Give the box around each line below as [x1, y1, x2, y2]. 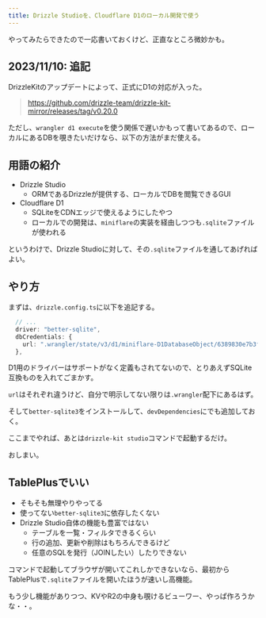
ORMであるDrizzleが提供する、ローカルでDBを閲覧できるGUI [31, 190, 231, 199]
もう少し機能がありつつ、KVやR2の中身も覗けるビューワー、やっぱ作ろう [8, 592, 248, 601]
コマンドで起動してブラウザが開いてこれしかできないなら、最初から [8, 565, 230, 574]
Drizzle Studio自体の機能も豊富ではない [19, 518, 149, 528]
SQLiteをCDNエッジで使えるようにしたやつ [31, 208, 173, 217]
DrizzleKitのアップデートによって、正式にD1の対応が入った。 [8, 83, 207, 92]
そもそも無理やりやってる [19, 498, 103, 508]
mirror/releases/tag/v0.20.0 [27, 106, 118, 116]
